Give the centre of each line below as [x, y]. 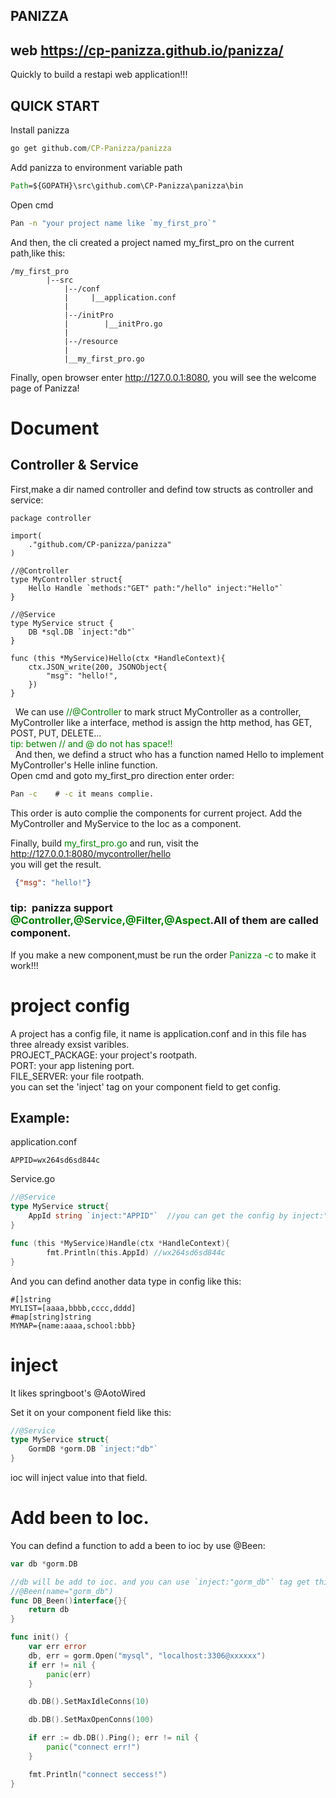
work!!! [24, 965]
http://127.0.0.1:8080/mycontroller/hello [91, 853]
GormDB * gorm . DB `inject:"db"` [93, 1449]
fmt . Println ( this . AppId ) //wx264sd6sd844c [136, 1252]
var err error [57, 1647]
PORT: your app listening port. [72, 1065]
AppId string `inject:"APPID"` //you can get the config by [158, 1216]
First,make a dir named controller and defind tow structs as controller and [162, 489]
